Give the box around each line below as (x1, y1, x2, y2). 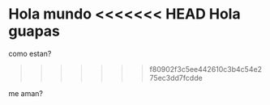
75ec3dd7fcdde (149, 73, 203, 82)
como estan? (8, 48, 52, 58)
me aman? (8, 88, 43, 98)
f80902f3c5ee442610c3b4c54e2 (149, 64, 262, 73)
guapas (8, 22, 61, 40)
